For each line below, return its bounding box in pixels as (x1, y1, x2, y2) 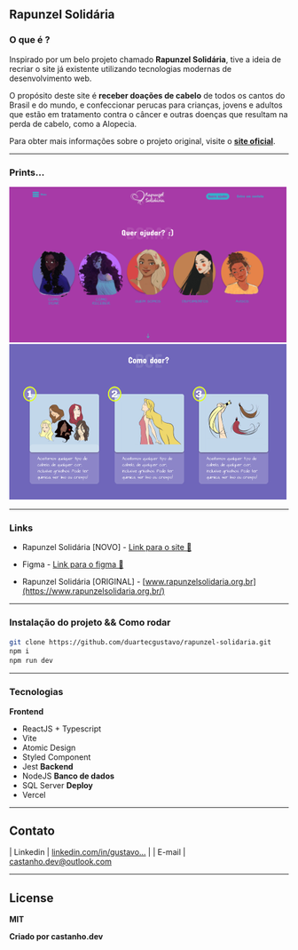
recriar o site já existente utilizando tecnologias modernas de (9, 63, 232, 74)
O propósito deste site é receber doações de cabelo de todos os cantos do (9, 90, 286, 100)
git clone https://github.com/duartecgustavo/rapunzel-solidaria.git (9, 637, 272, 647)
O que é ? (9, 34, 51, 46)
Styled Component (21, 751, 91, 762)
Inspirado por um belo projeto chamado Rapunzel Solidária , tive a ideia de (9, 53, 282, 65)
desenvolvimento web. (9, 73, 92, 84)
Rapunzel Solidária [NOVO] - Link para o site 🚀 (21, 542, 192, 553)
